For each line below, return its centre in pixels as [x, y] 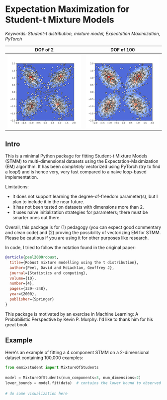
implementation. [22, 177]
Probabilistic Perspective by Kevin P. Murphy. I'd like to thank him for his [79, 319]
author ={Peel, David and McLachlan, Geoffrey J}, [62, 267]
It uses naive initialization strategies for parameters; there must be [80, 212]
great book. [17, 324]
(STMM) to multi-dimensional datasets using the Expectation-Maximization [82, 161]
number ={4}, [22, 283]
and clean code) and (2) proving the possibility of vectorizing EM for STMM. [83, 232]
